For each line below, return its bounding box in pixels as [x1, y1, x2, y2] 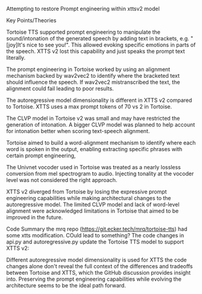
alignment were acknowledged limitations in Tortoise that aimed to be [6, 207, 179, 214]
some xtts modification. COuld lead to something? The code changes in [6, 232, 185, 239]
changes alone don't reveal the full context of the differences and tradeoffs [6, 263, 193, 270]
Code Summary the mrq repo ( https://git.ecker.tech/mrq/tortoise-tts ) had [6, 225, 188, 233]
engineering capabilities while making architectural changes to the [6, 195, 171, 201]
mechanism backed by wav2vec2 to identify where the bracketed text [6, 72, 180, 79]
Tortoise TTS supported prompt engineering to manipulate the [6, 28, 161, 36]
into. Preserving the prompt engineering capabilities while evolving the [6, 275, 182, 283]
